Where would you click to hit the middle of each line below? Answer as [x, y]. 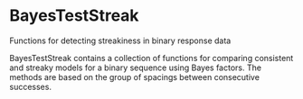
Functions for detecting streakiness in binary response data [120, 40]
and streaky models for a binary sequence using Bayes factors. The [136, 67]
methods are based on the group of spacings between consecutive [135, 76]
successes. [31, 86]
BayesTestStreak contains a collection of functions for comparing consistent [151, 58]
